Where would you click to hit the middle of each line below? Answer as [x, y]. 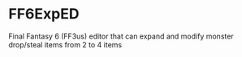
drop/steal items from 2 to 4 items [65, 44]
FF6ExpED [44, 14]
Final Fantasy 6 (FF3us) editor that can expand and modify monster [121, 36]
